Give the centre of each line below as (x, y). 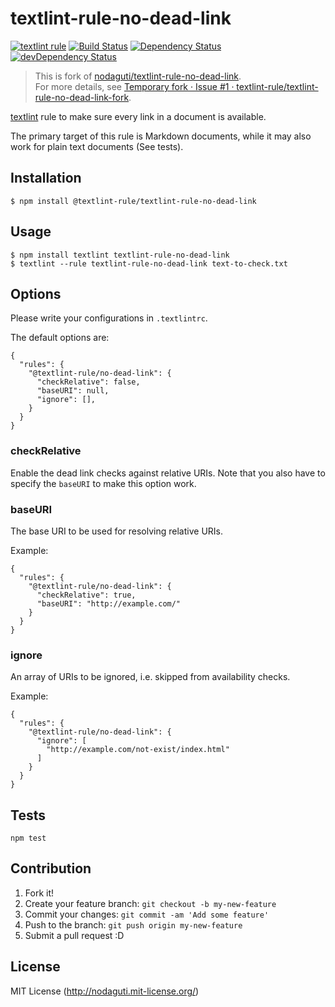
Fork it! (39, 893)
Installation (46, 178)
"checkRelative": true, (86, 595)
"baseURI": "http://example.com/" (109, 603)
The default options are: (60, 338)
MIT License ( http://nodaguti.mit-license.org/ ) (105, 991)
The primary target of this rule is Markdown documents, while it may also (161, 136)
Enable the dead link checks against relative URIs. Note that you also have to (168, 473)
